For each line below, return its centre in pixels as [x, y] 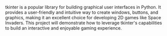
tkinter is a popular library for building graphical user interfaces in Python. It [83, 7]
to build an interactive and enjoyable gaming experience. [63, 28]
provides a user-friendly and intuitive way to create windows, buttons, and [82, 12]
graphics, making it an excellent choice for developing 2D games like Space [83, 18]
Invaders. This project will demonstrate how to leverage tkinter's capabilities [84, 23]
